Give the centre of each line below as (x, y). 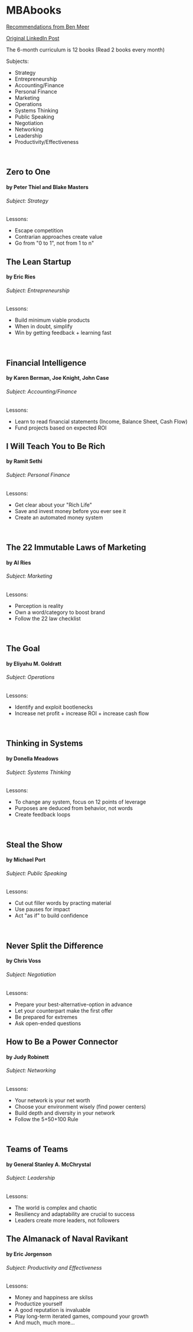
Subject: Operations (30, 677)
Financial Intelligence (46, 363)
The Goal (23, 649)
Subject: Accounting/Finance (42, 391)
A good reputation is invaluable (52, 1310)
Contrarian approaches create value (58, 237)
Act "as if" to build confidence (51, 915)
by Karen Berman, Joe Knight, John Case (58, 378)
